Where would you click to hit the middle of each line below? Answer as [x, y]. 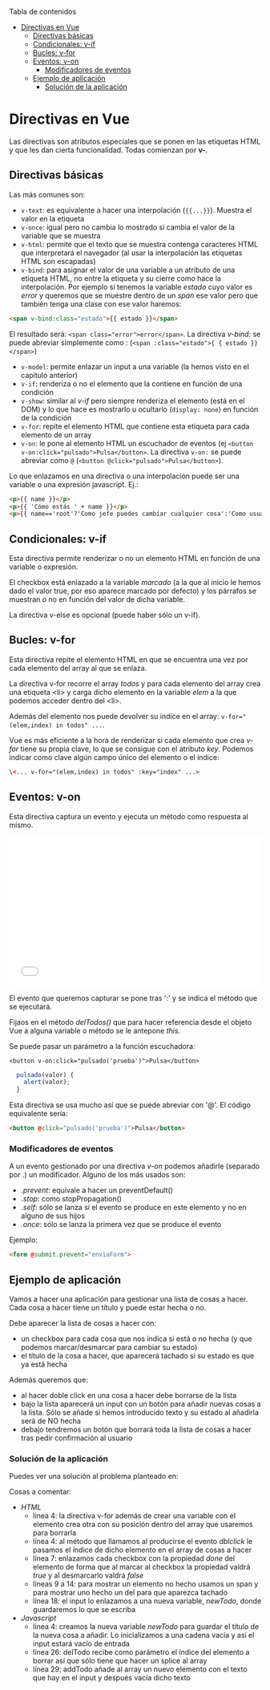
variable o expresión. [44, 567]
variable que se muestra [60, 235]
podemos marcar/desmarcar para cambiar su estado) [109, 1347]
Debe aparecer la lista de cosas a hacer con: [83, 1323]
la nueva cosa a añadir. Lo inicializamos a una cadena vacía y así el [143, 1635]
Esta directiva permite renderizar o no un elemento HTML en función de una [135, 559]
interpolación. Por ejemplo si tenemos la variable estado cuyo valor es [137, 286]
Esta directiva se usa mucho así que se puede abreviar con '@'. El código [130, 1105]
